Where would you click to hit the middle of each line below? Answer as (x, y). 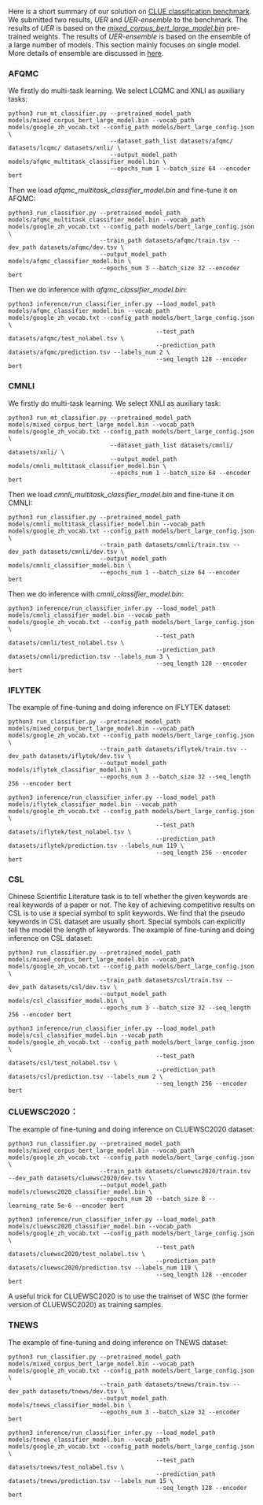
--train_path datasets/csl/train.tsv (161, 980)
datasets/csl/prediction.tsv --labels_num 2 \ (86, 1077)
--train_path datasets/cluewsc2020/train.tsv (175, 1172)
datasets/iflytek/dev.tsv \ (86, 756)
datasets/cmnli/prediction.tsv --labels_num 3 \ (89, 656)
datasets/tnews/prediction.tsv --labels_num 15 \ (91, 1481)
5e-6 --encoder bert (91, 1206)
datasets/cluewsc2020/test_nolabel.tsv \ (77, 1254)
